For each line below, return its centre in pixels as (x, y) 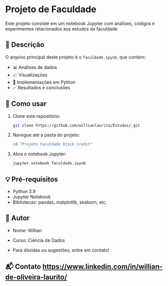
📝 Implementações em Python (44, 82)
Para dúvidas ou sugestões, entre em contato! (61, 250)
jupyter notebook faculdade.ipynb (49, 164)
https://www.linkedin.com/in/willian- (103, 267)
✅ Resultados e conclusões (41, 87)
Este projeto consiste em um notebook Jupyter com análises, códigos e (80, 23)
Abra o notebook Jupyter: (40, 154)
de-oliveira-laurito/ (36, 277)
